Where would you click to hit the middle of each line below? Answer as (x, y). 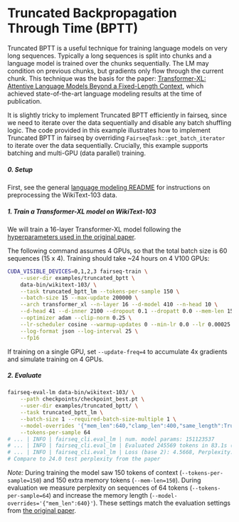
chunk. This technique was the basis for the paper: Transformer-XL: (107, 78)
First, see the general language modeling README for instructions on (109, 187)
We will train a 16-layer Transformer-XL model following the (94, 229)
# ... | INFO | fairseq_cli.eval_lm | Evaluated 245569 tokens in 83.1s (117, 446)
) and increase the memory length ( (100, 496)
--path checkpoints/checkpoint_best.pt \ (82, 399)
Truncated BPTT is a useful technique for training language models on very (117, 48)
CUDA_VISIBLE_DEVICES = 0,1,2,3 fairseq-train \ (78, 271)
